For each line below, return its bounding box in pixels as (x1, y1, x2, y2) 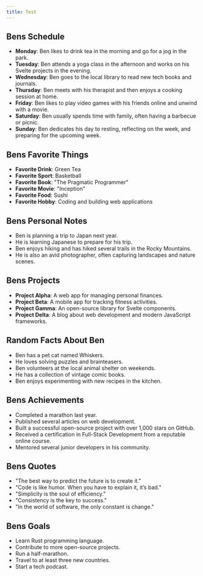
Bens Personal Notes (6, 216, 87, 226)
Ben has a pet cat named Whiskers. (15, 351, 105, 358)
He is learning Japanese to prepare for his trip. (15, 238, 133, 246)
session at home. (15, 93, 59, 101)
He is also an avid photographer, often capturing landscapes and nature (15, 251, 196, 259)
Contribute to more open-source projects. (15, 544, 121, 551)
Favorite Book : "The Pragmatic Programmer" (15, 179, 129, 186)
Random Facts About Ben (6, 335, 105, 346)
